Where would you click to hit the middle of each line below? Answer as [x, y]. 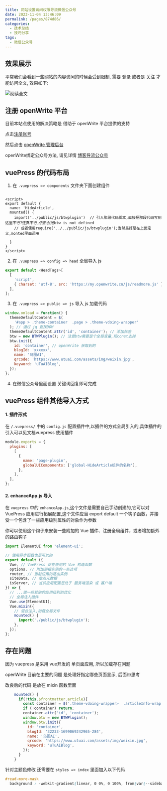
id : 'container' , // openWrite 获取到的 [55, 345]
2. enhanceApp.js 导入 [29, 495]
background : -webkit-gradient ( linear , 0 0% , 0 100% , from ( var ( [78, 784]
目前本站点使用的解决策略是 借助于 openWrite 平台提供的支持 [68, 124]
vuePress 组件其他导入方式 [47, 401]
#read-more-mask [22, 779]
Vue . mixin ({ [22, 606]
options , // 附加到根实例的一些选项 [43, 569]
